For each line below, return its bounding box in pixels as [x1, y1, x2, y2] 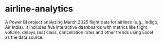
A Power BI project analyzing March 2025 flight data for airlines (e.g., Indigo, [5, 19, 159, 25]
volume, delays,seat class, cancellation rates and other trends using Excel [5, 29, 153, 35]
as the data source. [5, 34, 44, 40]
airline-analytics [5, 3, 73, 14]
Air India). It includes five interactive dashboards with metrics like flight [5, 24, 147, 30]
